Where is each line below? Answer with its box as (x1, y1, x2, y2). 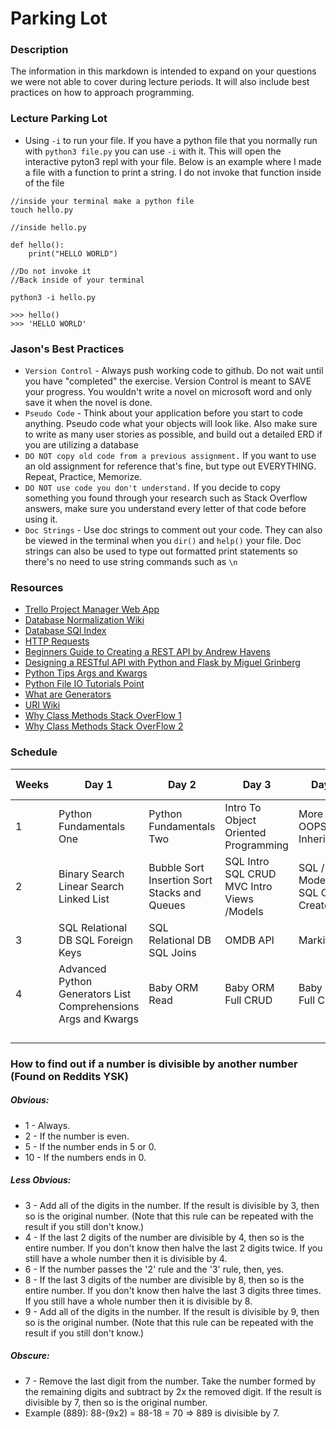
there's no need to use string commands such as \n (24, 556, 238, 568)
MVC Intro (224, 879, 273, 893)
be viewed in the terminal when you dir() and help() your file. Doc (24, 535, 302, 547)
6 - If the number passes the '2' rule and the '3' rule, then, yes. (24, 1263, 285, 1275)
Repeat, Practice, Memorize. (24, 471, 143, 483)
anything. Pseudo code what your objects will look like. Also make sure (24, 418, 318, 430)
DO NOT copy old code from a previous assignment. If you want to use (24, 450, 317, 462)
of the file (24, 177, 65, 189)
